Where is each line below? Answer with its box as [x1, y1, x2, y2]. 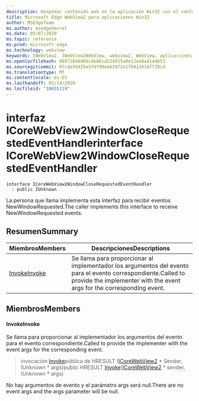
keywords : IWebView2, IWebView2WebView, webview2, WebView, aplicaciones [6, 53, 192, 59]
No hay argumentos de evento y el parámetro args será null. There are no [6, 381, 184, 389]
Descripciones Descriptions [91, 244, 171, 252]
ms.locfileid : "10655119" [6, 86, 70, 92]
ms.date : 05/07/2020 [6, 31, 57, 37]
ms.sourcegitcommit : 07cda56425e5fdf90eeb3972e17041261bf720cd [6, 63, 166, 70]
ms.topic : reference [6, 36, 57, 42]
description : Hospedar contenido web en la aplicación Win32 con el [6, 8, 179, 15]
